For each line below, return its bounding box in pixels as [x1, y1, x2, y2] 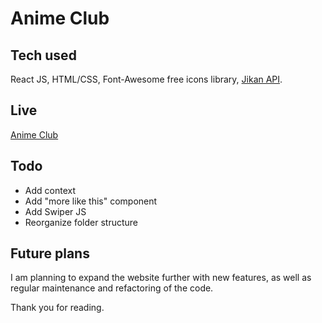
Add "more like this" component [24, 195, 158, 207]
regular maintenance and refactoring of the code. [10, 282, 214, 294]
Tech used [10, 47, 77, 64]
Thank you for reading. [10, 302, 105, 314]
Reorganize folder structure [24, 216, 139, 228]
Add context [24, 184, 76, 196]
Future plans [10, 245, 90, 262]
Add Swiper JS [24, 205, 87, 217]
